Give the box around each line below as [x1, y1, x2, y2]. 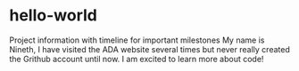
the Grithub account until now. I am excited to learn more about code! [9, 53, 264, 64]
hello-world [9, 5, 98, 26]
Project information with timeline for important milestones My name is [9, 35, 265, 45]
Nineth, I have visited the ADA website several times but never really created [9, 43, 290, 54]
